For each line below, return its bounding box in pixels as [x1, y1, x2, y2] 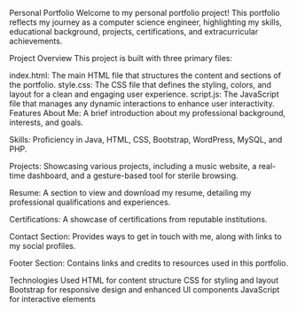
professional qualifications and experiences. [9, 197, 171, 207]
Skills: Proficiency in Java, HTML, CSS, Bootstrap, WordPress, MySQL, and [9, 135, 283, 144]
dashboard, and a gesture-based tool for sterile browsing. [27, 170, 238, 181]
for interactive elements [9, 294, 96, 304]
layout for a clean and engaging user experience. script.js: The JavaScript [9, 89, 279, 99]
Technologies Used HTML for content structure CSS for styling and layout [9, 275, 279, 285]
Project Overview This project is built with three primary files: [9, 53, 233, 63]
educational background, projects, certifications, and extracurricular [9, 27, 259, 36]
